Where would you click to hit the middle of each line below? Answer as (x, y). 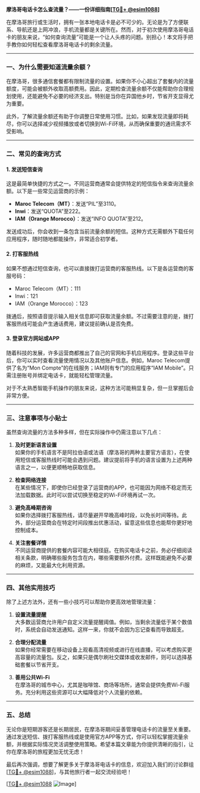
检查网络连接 (30, 480)
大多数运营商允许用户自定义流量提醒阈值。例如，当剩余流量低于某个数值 (103, 622)
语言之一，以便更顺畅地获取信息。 (57, 467)
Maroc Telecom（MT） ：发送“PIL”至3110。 (67, 204)
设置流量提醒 (30, 615)
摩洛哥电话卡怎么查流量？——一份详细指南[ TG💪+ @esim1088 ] (83, 9)
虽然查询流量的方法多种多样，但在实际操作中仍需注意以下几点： (84, 432)
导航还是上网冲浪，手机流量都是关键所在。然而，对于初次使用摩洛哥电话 (105, 30)
